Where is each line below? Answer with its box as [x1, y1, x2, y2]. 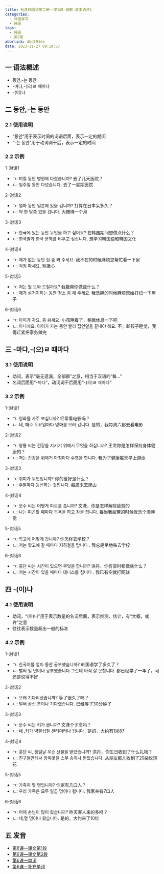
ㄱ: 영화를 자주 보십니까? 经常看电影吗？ [12, 415, 91, 421]
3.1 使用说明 [5, 361, 33, 368]
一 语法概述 [5, 63, 39, 72]
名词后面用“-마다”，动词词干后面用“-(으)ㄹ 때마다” [12, 379, 112, 385]
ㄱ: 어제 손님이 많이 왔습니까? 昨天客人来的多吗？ [12, 809, 108, 815]
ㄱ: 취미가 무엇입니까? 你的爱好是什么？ [12, 476, 90, 482]
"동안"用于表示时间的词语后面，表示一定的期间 [12, 133, 106, 139]
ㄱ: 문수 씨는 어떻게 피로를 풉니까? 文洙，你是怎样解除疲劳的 [12, 503, 130, 509]
